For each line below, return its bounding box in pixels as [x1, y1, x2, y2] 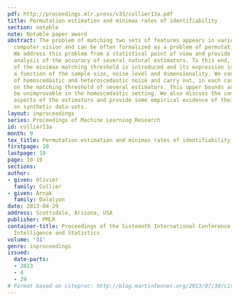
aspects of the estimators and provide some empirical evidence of [14, 97, 218, 104]
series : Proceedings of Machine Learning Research [7, 116, 161, 123]
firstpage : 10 [7, 143, 50, 150]
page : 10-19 [7, 156, 43, 164]
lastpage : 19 [7, 150, 46, 157]
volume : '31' [7, 236, 46, 243]
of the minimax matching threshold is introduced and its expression [14, 63, 224, 71]
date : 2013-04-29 [7, 203, 59, 210]
